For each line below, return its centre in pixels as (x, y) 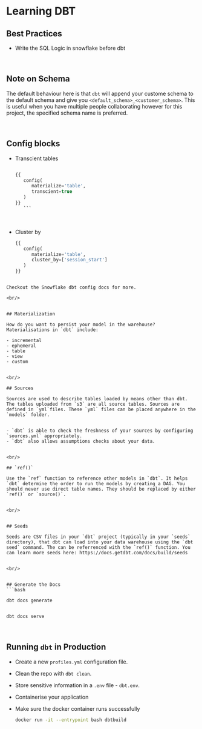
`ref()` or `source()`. (36, 494)
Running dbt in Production (56, 647)
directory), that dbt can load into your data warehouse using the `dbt (100, 542)
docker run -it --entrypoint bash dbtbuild (71, 720)
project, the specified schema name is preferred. (67, 113)
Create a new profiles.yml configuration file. (71, 662)
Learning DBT (41, 11)
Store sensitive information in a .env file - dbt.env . (77, 685)
